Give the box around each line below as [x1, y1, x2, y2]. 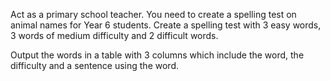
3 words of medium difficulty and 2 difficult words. [10, 30, 219, 41]
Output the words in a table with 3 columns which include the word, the [10, 49, 305, 61]
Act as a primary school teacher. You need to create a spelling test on [10, 9, 297, 20]
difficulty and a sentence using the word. [10, 60, 179, 71]
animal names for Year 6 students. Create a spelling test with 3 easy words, [10, 19, 322, 31]
